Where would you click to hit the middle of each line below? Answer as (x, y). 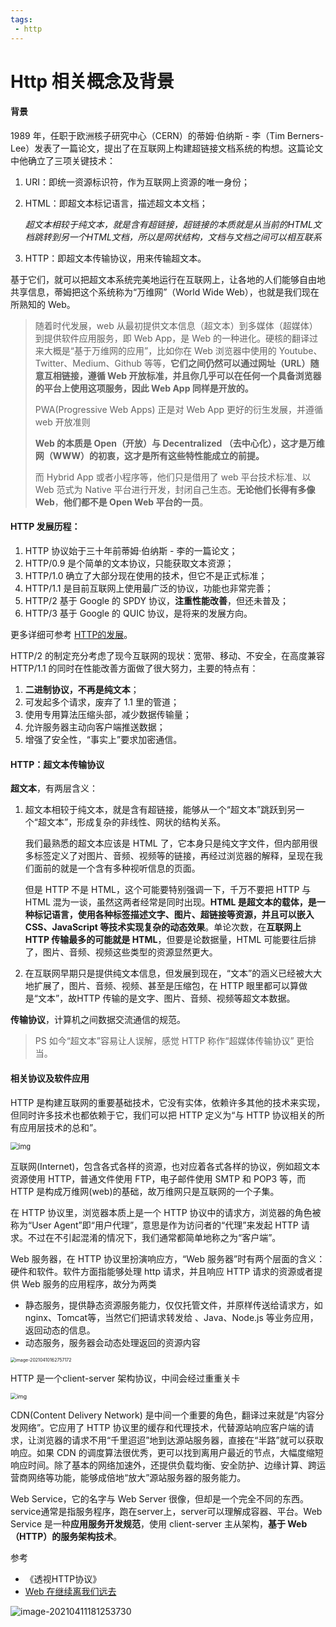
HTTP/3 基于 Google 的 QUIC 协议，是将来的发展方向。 (138, 613)
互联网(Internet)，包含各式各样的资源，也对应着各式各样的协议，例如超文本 (165, 1166)
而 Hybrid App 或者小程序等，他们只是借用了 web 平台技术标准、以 (173, 477)
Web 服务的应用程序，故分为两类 (89, 1283)
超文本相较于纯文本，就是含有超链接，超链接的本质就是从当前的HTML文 (173, 224)
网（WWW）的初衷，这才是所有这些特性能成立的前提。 (149, 455)
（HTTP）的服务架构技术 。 (66, 1536)
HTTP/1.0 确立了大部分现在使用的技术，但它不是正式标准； (146, 576)
